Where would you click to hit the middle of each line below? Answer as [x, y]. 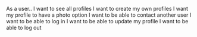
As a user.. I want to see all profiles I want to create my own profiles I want [97, 9]
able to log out [24, 27]
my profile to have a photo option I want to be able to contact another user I [99, 15]
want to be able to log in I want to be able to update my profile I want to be [97, 21]
